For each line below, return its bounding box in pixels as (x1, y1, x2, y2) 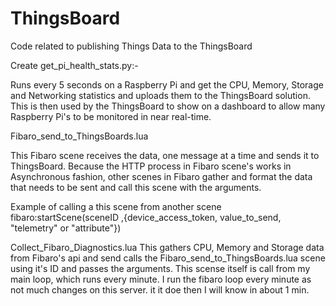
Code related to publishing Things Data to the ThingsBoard (10, 40, 253, 52)
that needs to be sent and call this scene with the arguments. (10, 181, 262, 193)
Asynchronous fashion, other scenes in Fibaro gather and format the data (10, 170, 313, 182)
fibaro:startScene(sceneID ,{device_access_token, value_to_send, (10, 211, 282, 223)
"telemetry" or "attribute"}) (10, 222, 122, 234)
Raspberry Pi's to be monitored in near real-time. (10, 110, 212, 122)
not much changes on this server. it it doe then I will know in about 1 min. (10, 283, 310, 296)
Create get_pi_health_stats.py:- (10, 59, 139, 71)
